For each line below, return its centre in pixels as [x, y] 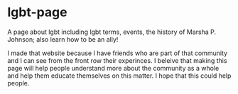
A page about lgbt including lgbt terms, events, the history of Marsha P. [112, 32]
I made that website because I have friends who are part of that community [118, 53]
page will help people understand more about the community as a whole [113, 68]
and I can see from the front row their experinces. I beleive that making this [117, 60]
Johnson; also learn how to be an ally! [63, 39]
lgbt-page [37, 12]
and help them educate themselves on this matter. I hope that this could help [119, 76]
